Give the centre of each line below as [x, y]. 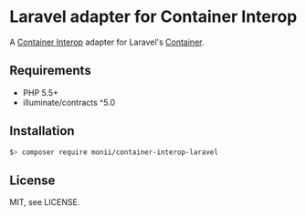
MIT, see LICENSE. [45, 202]
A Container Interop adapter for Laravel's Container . [107, 42]
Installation [42, 131]
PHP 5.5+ [41, 92]
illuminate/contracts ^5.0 [69, 102]
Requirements [50, 71]
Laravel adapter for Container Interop [153, 17]
